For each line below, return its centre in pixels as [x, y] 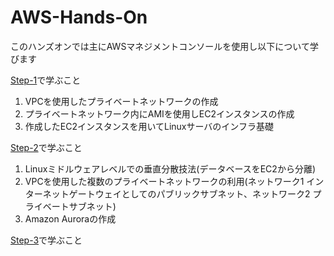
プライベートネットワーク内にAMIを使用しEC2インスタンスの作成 [159, 113]
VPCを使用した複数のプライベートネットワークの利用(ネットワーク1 [164, 181]
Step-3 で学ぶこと [46, 240]
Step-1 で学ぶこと [46, 80]
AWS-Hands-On [79, 17]
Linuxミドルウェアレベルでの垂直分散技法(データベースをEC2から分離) [170, 168]
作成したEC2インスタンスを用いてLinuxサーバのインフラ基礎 [149, 126]
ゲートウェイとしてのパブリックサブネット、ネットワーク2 [189, 193]
